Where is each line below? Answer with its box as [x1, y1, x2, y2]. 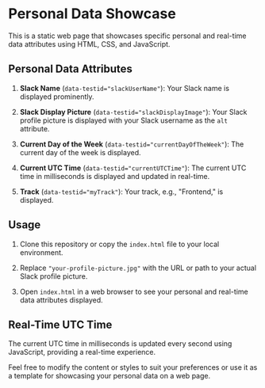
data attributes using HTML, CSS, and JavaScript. [8, 39, 171, 48]
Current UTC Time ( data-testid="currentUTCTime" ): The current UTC [19, 163, 247, 173]
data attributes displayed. [19, 295, 103, 305]
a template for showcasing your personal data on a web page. [8, 371, 211, 381]
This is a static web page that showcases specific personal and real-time [8, 31, 247, 40]
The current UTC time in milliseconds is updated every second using [8, 339, 232, 348]
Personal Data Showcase [8, 5, 176, 23]
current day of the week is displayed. [19, 147, 141, 157]
